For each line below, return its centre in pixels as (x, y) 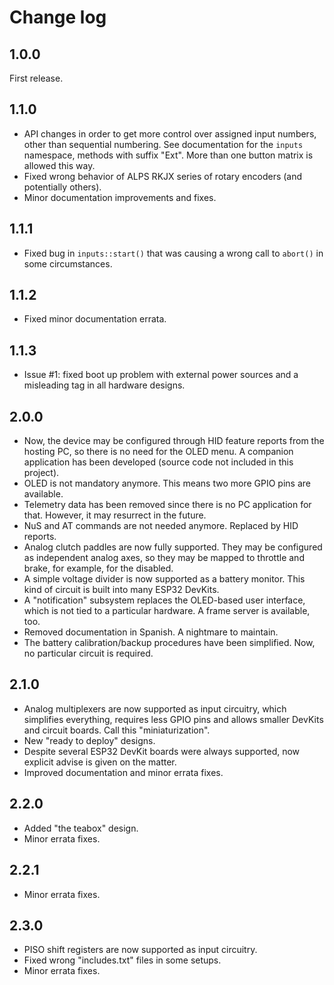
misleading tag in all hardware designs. (104, 385)
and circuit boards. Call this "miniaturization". (117, 730)
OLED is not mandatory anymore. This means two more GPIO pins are (167, 483)
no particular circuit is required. (88, 653)
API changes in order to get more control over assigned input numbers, (170, 133)
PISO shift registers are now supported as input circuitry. (140, 950)
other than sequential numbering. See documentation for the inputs (163, 144)
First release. (36, 78)
